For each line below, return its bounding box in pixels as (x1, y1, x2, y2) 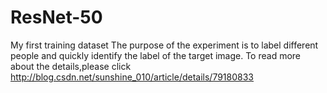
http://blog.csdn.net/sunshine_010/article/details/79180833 (10, 71, 255, 83)
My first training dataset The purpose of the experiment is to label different (10, 39, 319, 51)
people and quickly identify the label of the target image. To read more (10, 49, 302, 61)
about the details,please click (10, 60, 132, 72)
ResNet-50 (10, 6, 103, 29)
